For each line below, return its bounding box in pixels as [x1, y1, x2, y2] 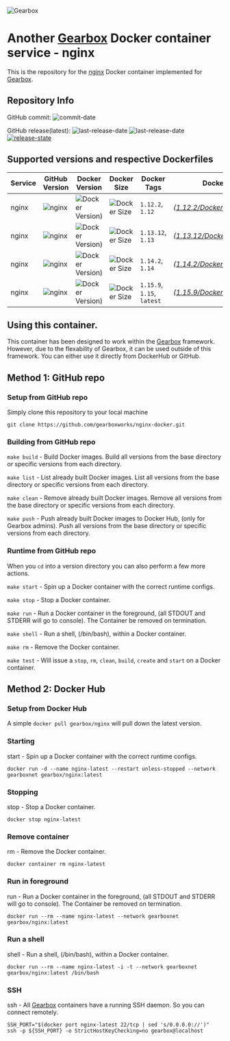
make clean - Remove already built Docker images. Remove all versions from [7, 494, 222, 502]
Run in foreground [7, 876, 68, 886]
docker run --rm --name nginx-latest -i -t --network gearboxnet [7, 964, 197, 970]
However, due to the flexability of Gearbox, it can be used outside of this [7, 345, 212, 353]
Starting [7, 737, 36, 746]
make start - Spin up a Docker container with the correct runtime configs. [7, 582, 215, 590]
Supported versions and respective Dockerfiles [7, 154, 214, 165]
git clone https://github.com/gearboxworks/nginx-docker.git [7, 422, 186, 429]
